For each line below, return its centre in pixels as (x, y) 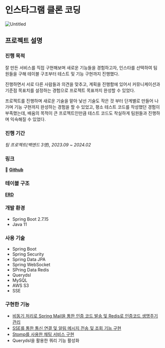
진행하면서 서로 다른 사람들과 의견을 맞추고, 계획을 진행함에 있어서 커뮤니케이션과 (83, 84)
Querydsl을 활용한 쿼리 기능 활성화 (46, 341)
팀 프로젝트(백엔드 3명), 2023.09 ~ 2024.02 (48, 145)
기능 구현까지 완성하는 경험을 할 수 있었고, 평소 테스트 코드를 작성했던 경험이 (87, 107)
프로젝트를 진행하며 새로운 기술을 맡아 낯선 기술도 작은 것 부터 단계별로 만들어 (79, 101)
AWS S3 (21, 286)
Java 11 (19, 224)
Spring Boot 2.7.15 (30, 219)
